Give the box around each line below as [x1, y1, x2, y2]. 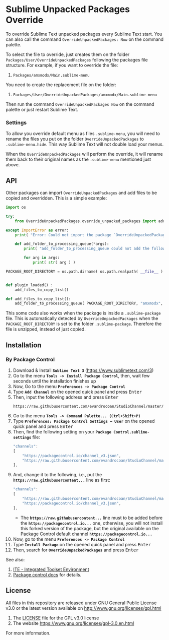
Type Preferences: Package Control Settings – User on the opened [13, 418, 155, 424]
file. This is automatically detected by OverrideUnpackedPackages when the [6, 315, 158, 322]
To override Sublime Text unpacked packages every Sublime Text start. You [6, 31, 162, 37]
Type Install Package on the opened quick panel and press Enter [13, 541, 151, 547]
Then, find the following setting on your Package [13, 428, 112, 434]
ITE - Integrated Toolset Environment [13, 566, 89, 572]
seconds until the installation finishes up [13, 378, 96, 384]
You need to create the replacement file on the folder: [6, 82, 117, 88]
